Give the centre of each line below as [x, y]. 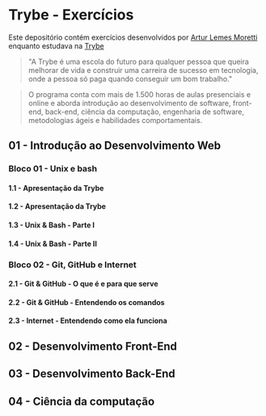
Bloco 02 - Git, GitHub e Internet [73, 265]
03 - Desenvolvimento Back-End [92, 374]
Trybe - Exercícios [71, 15]
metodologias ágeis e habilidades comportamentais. [115, 120]
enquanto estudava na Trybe [56, 45]
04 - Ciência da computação [82, 401]
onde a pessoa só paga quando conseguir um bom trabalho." [130, 79]
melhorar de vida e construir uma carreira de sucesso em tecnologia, [143, 70]
